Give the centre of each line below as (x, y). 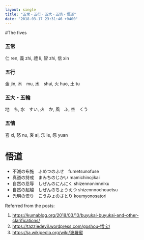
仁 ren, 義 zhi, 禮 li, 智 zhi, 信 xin (37, 58)
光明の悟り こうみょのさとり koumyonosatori (59, 196)
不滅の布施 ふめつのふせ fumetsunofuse (56, 171)
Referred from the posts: (30, 206)
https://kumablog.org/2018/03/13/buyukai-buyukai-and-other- (75, 215)
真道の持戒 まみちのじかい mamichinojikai (56, 177)
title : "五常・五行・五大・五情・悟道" (41, 14)
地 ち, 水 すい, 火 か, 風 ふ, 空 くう (47, 109)
